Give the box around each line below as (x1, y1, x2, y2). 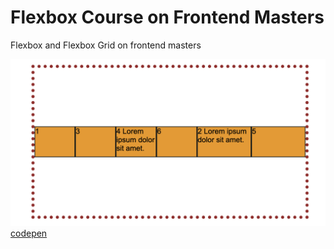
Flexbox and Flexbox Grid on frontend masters (10, 39, 202, 51)
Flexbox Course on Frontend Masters (10, 6, 325, 29)
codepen (10, 227, 48, 239)
